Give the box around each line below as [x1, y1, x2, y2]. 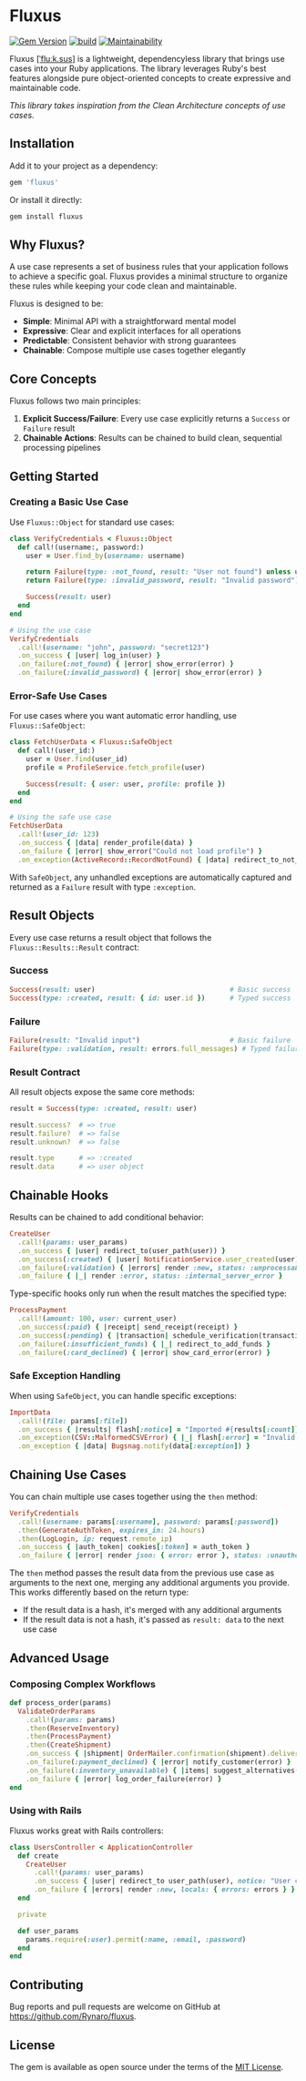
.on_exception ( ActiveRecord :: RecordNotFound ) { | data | [17, 855, 230, 864]
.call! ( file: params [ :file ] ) [17, 1416, 128, 1425]
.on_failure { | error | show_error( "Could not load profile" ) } [17, 846, 262, 856]
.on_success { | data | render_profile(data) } [17, 839, 194, 848]
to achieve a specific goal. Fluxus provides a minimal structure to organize [9, 270, 289, 282]
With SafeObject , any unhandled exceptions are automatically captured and [9, 872, 292, 882]
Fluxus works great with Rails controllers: [9, 1825, 164, 1836]
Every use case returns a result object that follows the [9, 932, 212, 943]
